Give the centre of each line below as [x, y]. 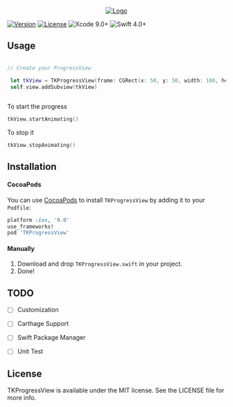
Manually [21, 248]
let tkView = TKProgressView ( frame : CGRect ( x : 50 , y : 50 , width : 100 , [114, 80]
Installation [32, 167]
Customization [38, 310]
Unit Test [30, 352]
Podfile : [19, 207]
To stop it [20, 132]
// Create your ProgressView [49, 68]
